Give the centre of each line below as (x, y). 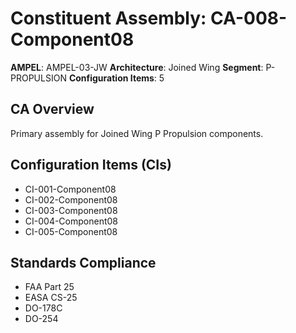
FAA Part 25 (49, 287)
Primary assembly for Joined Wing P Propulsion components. (137, 133)
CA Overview (52, 109)
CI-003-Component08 (71, 210)
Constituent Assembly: (108, 18)
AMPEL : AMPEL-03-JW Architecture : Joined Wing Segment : (137, 67)
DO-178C (43, 308)
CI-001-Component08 (70, 189)
